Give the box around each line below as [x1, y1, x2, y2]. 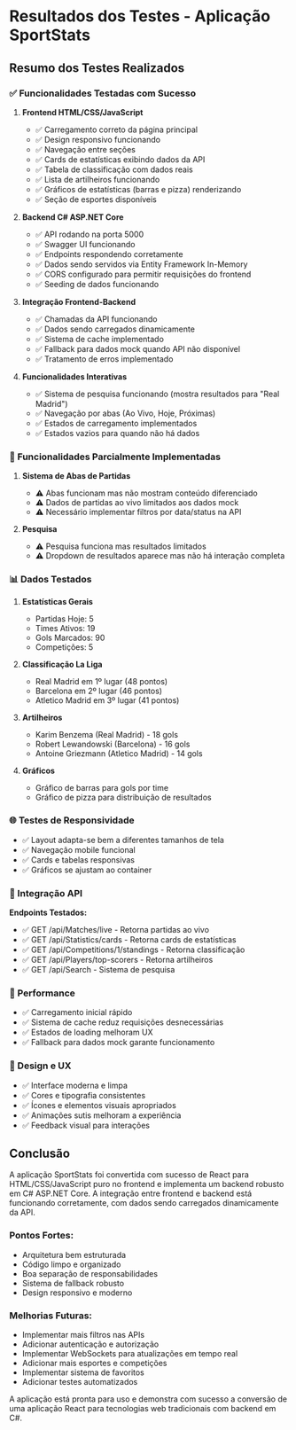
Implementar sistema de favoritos [21, 1367, 144, 1378]
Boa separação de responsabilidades [21, 1268, 158, 1278]
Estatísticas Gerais [21, 597, 93, 607]
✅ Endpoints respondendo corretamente [35, 248, 183, 259]
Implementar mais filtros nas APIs [21, 1330, 144, 1340]
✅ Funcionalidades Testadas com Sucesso [9, 87, 197, 99]
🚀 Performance [9, 987, 75, 999]
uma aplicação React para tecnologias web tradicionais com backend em [9, 1403, 277, 1414]
